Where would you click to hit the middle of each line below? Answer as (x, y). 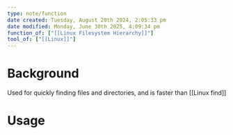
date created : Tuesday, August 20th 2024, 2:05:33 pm (87, 20)
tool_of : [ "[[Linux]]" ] (42, 39)
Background (43, 74)
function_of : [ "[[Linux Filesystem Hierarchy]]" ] (81, 33)
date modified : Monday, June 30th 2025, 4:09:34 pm (83, 26)
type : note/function (37, 13)
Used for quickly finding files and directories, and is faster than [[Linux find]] (117, 93)
